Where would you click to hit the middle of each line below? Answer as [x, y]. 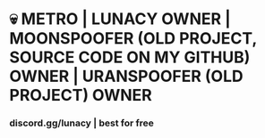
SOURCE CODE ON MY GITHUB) [130, 57]
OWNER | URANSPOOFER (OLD [126, 77]
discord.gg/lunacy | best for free [82, 123]
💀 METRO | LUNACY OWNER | [120, 19]
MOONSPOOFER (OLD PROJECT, [133, 39]
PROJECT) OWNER [81, 96]
